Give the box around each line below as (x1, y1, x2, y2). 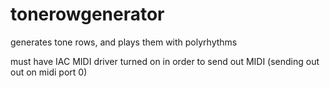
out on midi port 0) (10, 66, 88, 78)
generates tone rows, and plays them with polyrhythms (10, 36, 238, 48)
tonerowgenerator (10, 3, 165, 26)
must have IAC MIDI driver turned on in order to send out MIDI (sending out (10, 55, 320, 67)
